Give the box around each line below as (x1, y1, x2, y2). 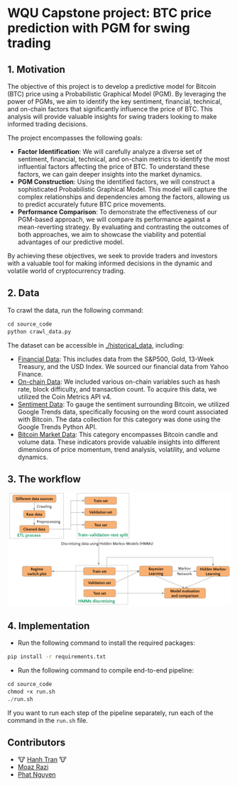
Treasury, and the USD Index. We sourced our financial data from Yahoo (17, 362, 229, 370)
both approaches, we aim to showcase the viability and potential (17, 231, 206, 238)
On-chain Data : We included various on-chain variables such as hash (17, 377, 221, 386)
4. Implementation (7, 619, 90, 632)
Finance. (17, 370, 44, 378)
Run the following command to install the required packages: (17, 638, 195, 647)
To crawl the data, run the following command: (7, 306, 144, 314)
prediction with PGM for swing (7, 20, 190, 36)
